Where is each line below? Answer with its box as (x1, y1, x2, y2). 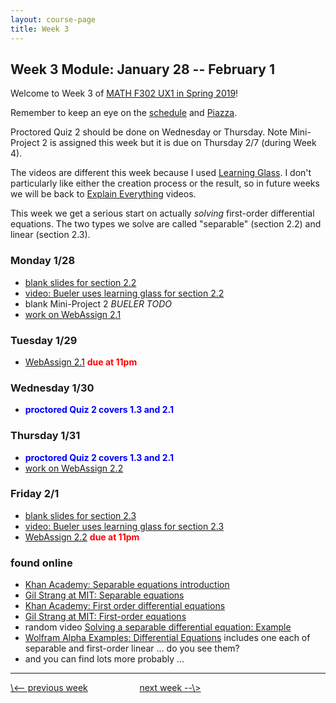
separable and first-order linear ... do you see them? (24, 642, 240, 655)
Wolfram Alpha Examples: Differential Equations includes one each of (24, 632, 311, 644)
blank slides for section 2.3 (24, 509, 137, 521)
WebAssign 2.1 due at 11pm (24, 356, 138, 368)
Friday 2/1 (10, 487, 60, 501)
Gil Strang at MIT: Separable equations (24, 589, 185, 601)
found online (10, 556, 73, 570)
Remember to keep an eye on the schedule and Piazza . (10, 107, 238, 119)
